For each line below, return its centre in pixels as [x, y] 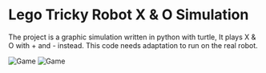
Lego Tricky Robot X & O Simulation [129, 15]
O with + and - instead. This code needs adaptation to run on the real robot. [133, 45]
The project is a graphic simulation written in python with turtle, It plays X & [132, 37]
